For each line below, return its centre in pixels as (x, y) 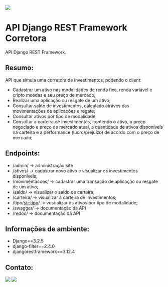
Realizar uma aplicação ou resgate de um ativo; (61, 100)
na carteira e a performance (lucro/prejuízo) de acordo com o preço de (86, 132)
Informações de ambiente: (47, 229)
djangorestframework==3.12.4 (44, 252)
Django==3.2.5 (28, 241)
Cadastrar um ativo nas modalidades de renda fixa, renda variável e (82, 90)
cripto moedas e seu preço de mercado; (54, 95)
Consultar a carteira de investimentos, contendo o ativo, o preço (79, 121)
